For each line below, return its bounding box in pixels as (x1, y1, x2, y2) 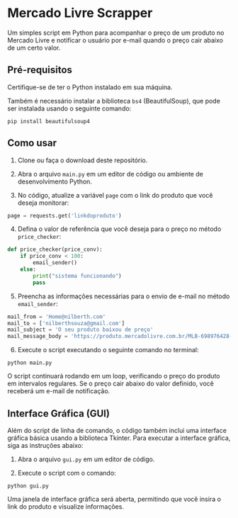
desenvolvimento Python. (17, 177, 92, 186)
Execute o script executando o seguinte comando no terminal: (17, 346, 199, 354)
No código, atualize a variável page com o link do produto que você (17, 191, 213, 199)
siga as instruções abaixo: (7, 441, 84, 449)
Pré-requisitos (7, 64, 73, 76)
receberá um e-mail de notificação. (7, 387, 110, 395)
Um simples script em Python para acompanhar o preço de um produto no (7, 28, 225, 37)
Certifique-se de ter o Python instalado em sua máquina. (7, 83, 173, 91)
